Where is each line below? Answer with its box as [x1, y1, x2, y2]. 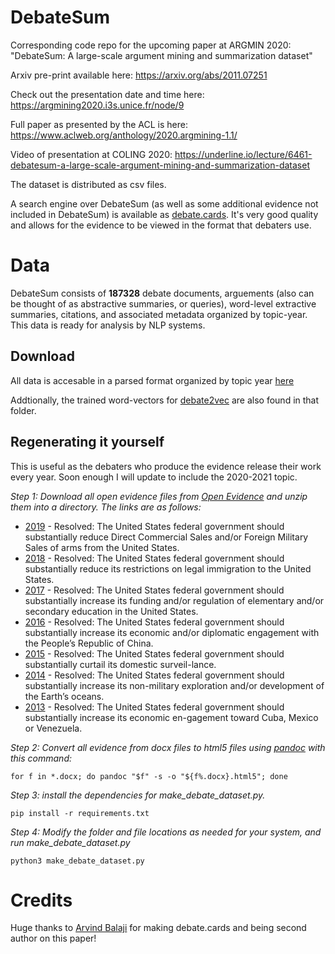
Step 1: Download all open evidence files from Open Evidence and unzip [10, 490, 308, 502]
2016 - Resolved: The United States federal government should [24, 616, 285, 628]
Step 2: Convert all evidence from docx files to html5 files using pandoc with [10, 741, 326, 753]
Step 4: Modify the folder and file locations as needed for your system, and [10, 826, 322, 838]
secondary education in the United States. [24, 605, 199, 617]
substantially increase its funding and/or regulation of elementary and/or [24, 594, 325, 606]
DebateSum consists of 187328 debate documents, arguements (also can [10, 287, 315, 299]
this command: [10, 752, 73, 764]
